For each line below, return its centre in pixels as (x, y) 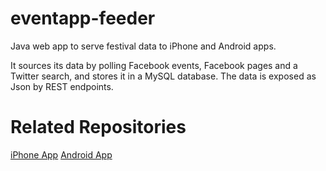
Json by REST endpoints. (62, 86)
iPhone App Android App (61, 154)
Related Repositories (98, 127)
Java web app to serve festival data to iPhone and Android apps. (143, 46)
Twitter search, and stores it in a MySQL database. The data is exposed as (163, 76)
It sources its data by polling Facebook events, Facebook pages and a (154, 65)
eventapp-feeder (83, 18)
